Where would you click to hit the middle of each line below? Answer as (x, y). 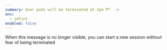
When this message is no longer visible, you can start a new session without (83, 37)
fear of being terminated (30, 43)
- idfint (19, 19)
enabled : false (21, 23)
